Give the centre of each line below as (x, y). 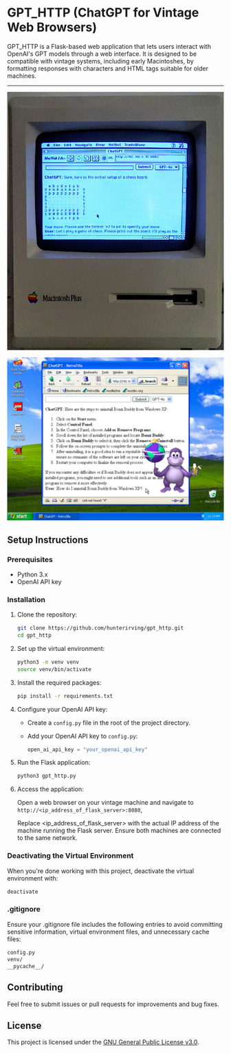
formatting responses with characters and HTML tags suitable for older (108, 68)
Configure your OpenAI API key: (62, 709)
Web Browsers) (52, 27)
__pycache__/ (26, 966)
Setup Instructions (48, 540)
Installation (26, 599)
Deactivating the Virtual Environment (70, 856)
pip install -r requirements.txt (65, 696)
